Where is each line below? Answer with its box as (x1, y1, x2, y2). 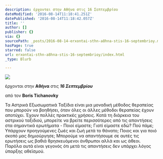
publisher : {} (5, 30, 34, 34)
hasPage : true (5, 43, 34, 48)
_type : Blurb (5, 57, 32, 62)
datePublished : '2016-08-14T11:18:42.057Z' (5, 16, 95, 21)
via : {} (5, 34, 21, 39)
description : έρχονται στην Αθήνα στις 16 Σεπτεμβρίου (5, 7, 118, 12)
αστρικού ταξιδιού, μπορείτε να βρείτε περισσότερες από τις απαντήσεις (5, 117, 153, 124)
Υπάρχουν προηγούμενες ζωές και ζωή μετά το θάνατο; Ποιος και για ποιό (5, 128, 157, 134)
